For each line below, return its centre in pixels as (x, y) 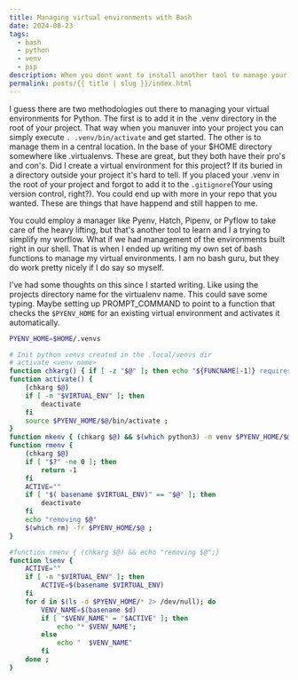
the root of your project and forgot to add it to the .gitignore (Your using (141, 184)
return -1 (59, 470)
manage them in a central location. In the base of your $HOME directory (141, 146)
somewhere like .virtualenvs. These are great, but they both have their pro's (148, 155)
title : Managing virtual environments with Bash (101, 17)
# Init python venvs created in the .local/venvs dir (111, 355)
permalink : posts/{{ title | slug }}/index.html (101, 83)
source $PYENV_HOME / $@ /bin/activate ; (97, 421)
